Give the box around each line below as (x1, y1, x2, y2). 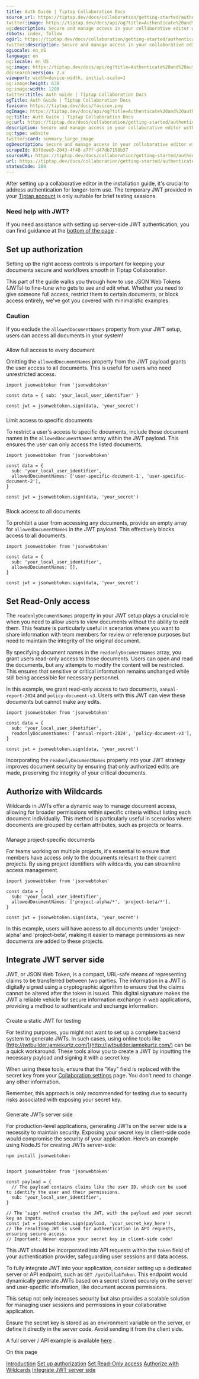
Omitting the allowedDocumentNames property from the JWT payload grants (6, 358, 187, 365)
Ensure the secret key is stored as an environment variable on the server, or (6, 1319, 191, 1326)
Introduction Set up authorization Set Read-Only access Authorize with (6, 1360, 179, 1367)
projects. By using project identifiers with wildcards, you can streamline (6, 860, 181, 867)
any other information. (6, 1078, 60, 1085)
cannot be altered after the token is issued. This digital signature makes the (6, 989, 190, 996)
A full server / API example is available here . (6, 1337, 115, 1344)
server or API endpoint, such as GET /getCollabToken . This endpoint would (6, 1271, 188, 1278)
